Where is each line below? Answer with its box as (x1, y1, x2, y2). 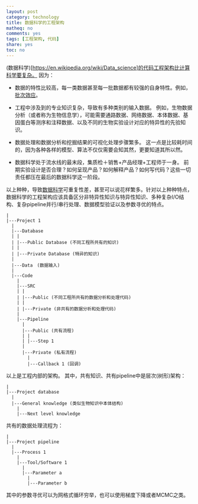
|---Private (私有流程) (21, 349, 77, 355)
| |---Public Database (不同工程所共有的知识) (11, 239, 119, 245)
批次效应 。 (14, 91, 41, 98)
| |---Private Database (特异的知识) (11, 251, 100, 257)
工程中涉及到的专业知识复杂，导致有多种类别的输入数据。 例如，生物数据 (14, 104, 193, 111)
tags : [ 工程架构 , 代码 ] (6, 36, 60, 42)
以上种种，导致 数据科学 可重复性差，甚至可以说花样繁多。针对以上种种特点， (6, 186, 193, 193)
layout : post (6, 8, 38, 15)
